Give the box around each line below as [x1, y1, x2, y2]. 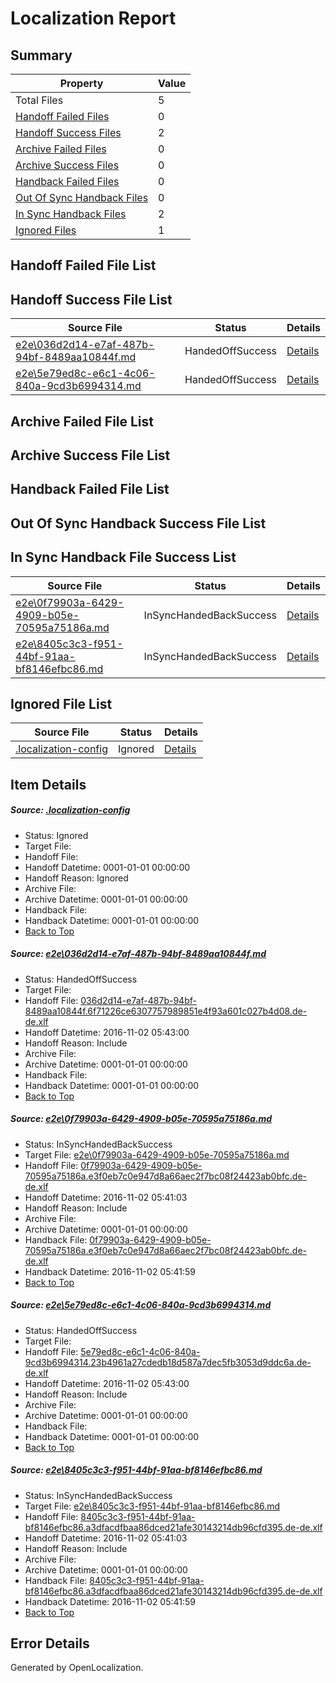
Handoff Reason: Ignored [24, 872, 129, 884]
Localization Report [10, 7, 177, 30]
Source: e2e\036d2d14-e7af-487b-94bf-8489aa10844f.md [10, 948, 267, 960]
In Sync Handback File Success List [10, 549, 237, 566]
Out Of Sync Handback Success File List [10, 515, 267, 532]
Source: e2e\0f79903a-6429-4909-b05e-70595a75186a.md [10, 1113, 273, 1125]
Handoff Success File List [10, 291, 173, 308]
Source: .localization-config [10, 804, 131, 816]
